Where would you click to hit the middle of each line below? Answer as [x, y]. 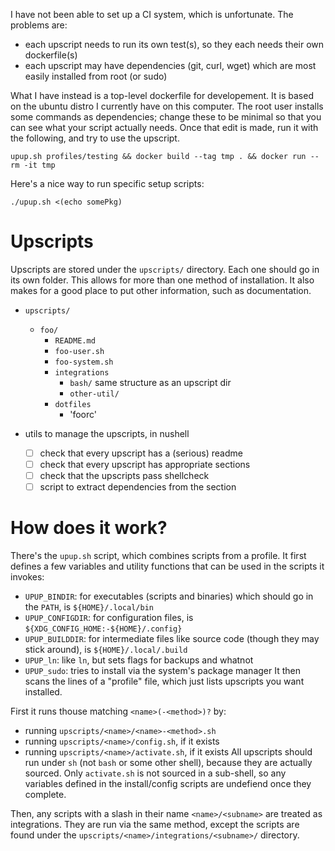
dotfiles [73, 404]
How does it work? [89, 528]
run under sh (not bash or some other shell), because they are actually [168, 763]
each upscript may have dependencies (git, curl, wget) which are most [170, 65]
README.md [75, 340]
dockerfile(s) [51, 55]
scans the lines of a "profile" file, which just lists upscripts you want [164, 681]
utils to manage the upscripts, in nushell [107, 433]
